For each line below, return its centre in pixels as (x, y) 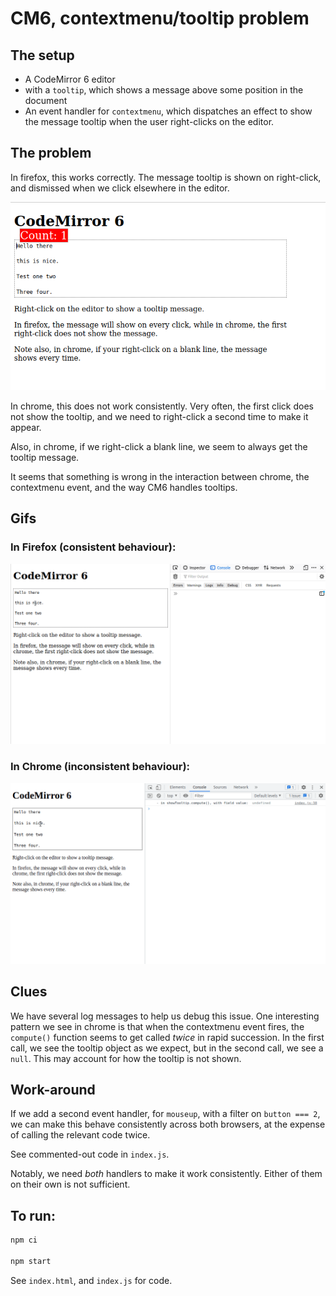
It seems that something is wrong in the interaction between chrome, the (160, 476)
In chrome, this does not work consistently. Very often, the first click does (162, 406)
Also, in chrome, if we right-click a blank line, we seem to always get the (159, 446)
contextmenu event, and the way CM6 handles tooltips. (124, 487)
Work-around (53, 1089)
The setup (42, 55)
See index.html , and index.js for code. (91, 1280)
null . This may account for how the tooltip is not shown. (126, 1058)
